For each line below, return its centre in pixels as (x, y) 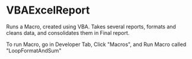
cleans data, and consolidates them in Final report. (68, 32)
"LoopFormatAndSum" (34, 50)
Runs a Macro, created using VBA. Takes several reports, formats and (91, 27)
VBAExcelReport (48, 10)
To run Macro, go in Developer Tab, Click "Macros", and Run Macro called (96, 44)
